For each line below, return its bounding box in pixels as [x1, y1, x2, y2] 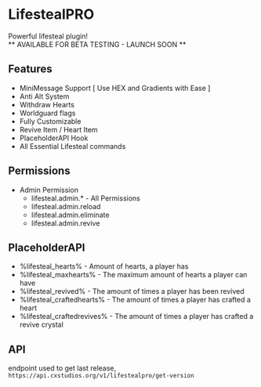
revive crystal [19, 320, 64, 330]
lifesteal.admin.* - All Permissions [31, 193, 141, 203]
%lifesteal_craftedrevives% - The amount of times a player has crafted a [19, 312, 254, 321]
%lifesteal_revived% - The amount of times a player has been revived [19, 287, 245, 296]
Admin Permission [19, 185, 78, 194]
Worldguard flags [19, 108, 76, 118]
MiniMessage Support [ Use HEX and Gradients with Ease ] [19, 83, 211, 92]
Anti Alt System [19, 92, 70, 101]
